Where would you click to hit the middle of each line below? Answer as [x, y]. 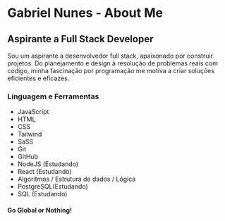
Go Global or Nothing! [40, 210]
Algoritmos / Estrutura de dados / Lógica [77, 179]
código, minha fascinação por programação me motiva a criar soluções [111, 71]
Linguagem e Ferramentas [53, 96]
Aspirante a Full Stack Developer [80, 39]
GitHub [28, 157]
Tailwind [30, 134]
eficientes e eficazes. [38, 78]
